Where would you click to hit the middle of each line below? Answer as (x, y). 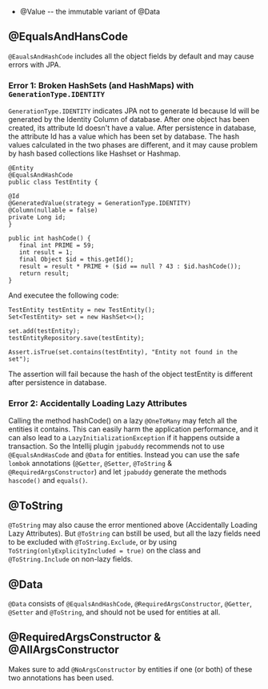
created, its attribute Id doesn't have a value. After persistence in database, (132, 128)
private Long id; (37, 217)
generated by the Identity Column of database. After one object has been (129, 120)
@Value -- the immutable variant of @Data (90, 12)
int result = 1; (46, 253)
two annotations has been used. (61, 678)
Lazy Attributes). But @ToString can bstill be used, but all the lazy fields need (134, 533)
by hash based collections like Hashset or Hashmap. (95, 154)
